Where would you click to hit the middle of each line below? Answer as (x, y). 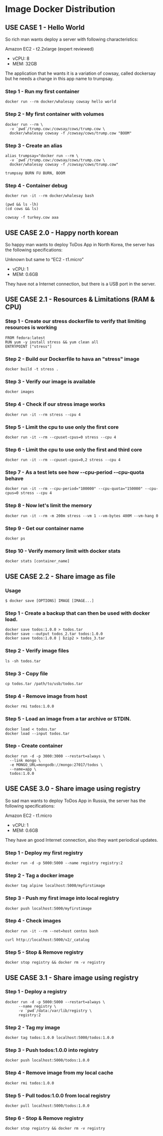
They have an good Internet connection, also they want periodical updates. (82, 840)
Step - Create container (34, 746)
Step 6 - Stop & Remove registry (44, 1118)
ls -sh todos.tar (23, 661)
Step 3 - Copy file (27, 673)
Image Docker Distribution (60, 9)
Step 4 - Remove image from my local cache (59, 1073)
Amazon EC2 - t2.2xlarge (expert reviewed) (50, 49)
